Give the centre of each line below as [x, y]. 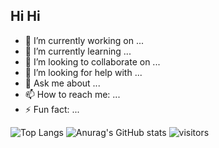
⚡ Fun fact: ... [52, 109]
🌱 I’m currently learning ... [78, 51]
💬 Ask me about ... [62, 83]
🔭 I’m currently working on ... [84, 40]
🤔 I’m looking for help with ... [83, 72]
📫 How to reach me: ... [72, 94]
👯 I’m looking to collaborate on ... [92, 61]
